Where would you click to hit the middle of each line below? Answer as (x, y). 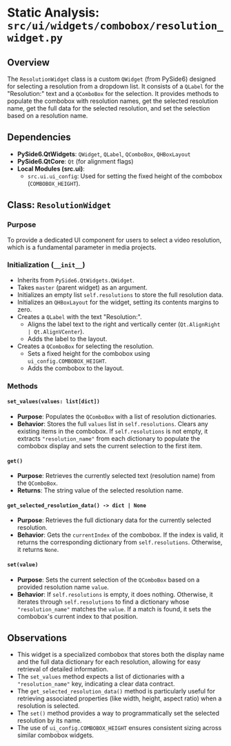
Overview (29, 63)
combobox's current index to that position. (78, 616)
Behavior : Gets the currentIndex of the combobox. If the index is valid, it (120, 535)
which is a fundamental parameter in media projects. (82, 247)
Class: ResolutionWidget (59, 205)
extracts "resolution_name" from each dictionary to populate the (109, 438)
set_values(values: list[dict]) (53, 402)
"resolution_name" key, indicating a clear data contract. (96, 684)
